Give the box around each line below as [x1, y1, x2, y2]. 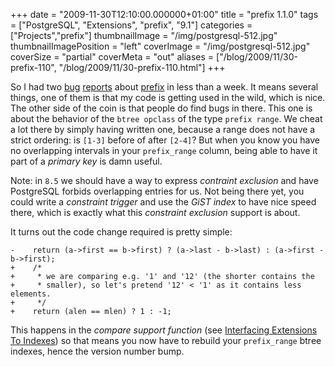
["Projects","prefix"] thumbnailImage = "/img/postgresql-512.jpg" [10, 30, 278, 41]
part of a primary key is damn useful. [10, 155, 163, 167]
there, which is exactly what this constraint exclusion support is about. [10, 207, 301, 218]
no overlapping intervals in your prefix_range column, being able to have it [10, 145, 318, 156]
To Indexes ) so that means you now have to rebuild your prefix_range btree [10, 335, 322, 346]
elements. [10, 289, 52, 299]
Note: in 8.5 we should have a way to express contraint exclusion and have [10, 175, 319, 186]
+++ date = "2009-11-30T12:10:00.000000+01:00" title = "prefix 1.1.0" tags [10, 9, 319, 20]
